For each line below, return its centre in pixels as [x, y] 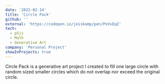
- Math [17, 38]
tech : [11, 29]
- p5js [17, 33]
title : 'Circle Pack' [28, 15]
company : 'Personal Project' [36, 47]
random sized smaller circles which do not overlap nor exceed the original [82, 71]
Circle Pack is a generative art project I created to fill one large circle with [82, 66]
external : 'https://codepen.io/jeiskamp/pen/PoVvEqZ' [63, 24]
